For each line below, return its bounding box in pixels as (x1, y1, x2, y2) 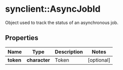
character (26, 56, 50, 63)
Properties (5, 34, 39, 42)
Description (55, 48, 83, 55)
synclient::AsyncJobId (5, 3, 101, 15)
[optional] (87, 56, 111, 63)
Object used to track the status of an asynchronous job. (5, 20, 119, 25)
